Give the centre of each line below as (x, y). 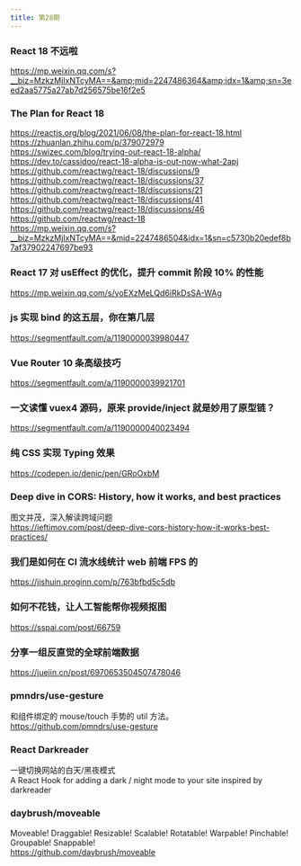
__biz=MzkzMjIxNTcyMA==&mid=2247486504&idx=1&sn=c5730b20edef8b (150, 238)
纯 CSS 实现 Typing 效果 (62, 453)
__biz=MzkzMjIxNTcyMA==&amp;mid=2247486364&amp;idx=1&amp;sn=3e (151, 80)
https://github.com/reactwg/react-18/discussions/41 (106, 200)
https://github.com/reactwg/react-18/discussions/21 (106, 191)
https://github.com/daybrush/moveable (83, 852)
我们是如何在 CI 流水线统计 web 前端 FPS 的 (104, 561)
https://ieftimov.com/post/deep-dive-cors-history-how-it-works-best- (140, 527)
